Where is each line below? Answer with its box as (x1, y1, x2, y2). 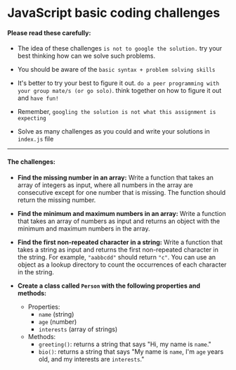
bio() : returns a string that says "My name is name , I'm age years (38, 347, 224, 356)
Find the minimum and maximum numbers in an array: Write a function (17, 209, 226, 217)
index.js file (17, 135, 54, 143)
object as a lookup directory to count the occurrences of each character (17, 260, 227, 269)
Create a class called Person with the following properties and (17, 281, 201, 290)
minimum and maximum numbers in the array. (17, 224, 150, 233)
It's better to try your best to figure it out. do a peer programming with (17, 79, 220, 87)
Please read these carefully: (7, 28, 91, 37)
